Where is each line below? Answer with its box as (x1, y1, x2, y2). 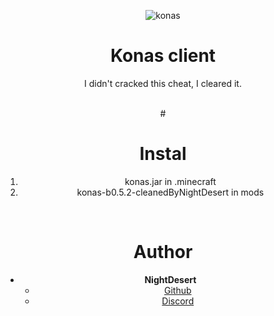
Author (133, 241, 193, 264)
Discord (161, 295, 195, 307)
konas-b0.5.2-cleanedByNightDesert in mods (76, 186, 265, 198)
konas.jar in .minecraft (124, 175, 217, 187)
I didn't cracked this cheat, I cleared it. (84, 77, 242, 89)
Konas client (109, 45, 217, 67)
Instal (139, 143, 187, 165)
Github (164, 284, 192, 296)
